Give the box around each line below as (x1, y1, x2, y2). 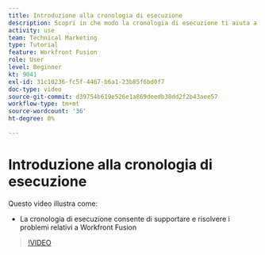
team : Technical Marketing (8, 33, 98, 42)
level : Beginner (8, 63, 62, 71)
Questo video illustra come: (8, 199, 98, 208)
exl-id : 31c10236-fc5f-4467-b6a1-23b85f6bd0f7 (8, 78, 165, 86)
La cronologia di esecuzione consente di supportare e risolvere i (19, 214, 230, 223)
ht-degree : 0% (8, 115, 56, 123)
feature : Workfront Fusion (8, 48, 98, 56)
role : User (8, 56, 44, 64)
